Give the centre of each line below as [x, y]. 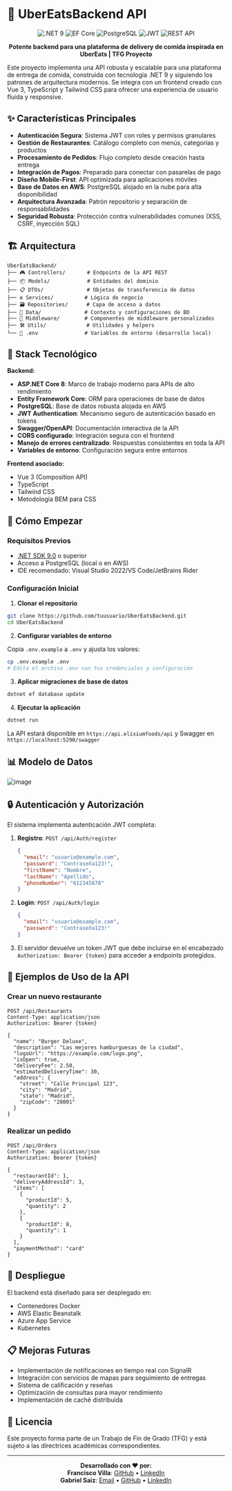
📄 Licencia [30, 1421]
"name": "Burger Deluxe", [51, 1041]
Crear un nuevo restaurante [55, 997]
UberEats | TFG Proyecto [116, 54]
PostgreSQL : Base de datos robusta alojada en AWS [91, 406]
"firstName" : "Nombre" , [58, 870]
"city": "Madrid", [46, 1090]
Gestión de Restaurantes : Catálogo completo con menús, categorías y [118, 143]
